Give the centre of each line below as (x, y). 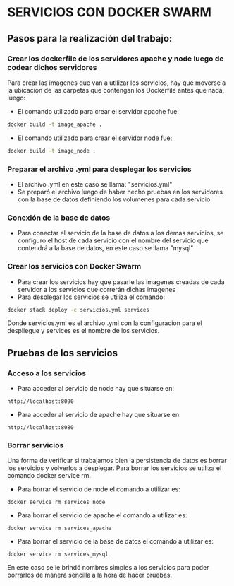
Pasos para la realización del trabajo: (90, 39)
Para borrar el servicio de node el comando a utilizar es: (99, 489)
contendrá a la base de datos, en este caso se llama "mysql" (105, 248)
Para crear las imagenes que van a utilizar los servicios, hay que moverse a (117, 83)
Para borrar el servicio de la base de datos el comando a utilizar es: (115, 541)
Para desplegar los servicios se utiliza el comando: (91, 297)
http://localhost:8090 (41, 402)
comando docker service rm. (49, 476)
